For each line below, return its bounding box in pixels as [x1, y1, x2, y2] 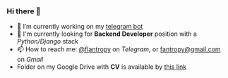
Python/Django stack [16, 37, 79, 46]
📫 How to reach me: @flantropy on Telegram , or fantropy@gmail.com [16, 45, 221, 53]
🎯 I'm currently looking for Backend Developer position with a [16, 30, 197, 38]
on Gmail [16, 56, 44, 64]
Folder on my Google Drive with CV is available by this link [16, 63, 187, 71]
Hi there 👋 [6, 6, 42, 16]
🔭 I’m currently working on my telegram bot [16, 22, 143, 31]
